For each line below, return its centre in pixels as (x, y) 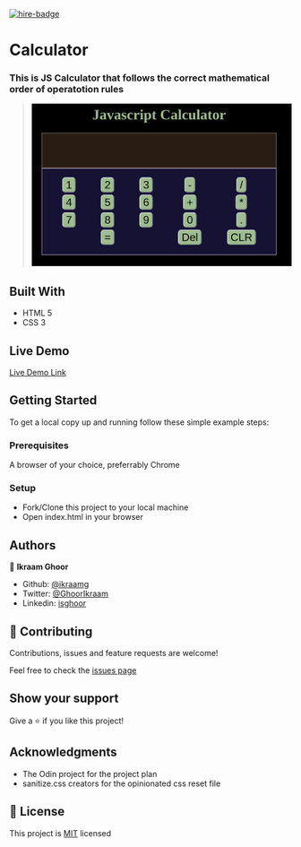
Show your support (64, 699)
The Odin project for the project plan (90, 774)
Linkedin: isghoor (54, 603)
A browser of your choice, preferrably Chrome (95, 465)
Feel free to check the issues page (73, 670)
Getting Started (53, 400)
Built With (37, 291)
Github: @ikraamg (56, 584)
